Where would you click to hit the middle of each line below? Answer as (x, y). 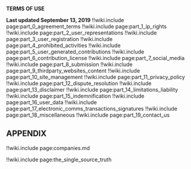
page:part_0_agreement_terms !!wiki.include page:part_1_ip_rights (87, 26)
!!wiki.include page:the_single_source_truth (59, 159)
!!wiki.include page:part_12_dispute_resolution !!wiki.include (79, 83)
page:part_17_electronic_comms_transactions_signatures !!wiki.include (92, 109)
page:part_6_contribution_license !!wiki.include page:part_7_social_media (95, 58)
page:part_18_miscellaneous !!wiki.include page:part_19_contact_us (88, 115)
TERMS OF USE (25, 9)
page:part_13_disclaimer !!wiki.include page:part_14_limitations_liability (92, 90)
